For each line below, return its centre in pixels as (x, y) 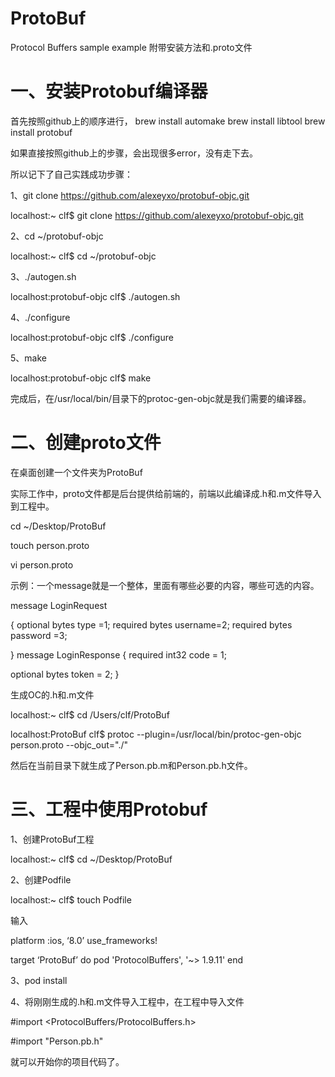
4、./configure (40, 317)
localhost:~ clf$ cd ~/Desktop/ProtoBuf (91, 859)
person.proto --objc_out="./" (69, 744)
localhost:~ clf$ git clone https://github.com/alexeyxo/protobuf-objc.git (157, 215)
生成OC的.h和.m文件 (52, 694)
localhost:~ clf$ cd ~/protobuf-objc (83, 256)
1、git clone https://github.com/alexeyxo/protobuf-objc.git (130, 195)
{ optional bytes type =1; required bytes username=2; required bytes (151, 624)
